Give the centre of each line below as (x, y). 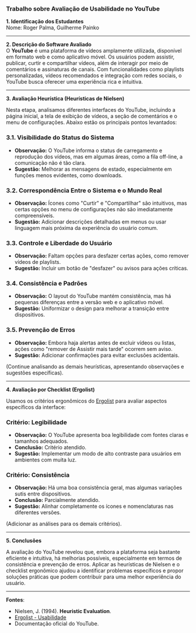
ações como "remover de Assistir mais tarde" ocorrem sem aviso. (94, 349)
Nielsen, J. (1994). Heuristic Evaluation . (63, 611)
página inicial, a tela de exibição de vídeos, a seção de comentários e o (92, 116)
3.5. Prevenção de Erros (41, 330)
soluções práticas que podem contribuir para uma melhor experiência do (94, 577)
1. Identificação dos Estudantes (45, 22)
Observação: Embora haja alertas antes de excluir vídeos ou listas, (95, 343)
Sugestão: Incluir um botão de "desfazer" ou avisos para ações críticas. (101, 269)
